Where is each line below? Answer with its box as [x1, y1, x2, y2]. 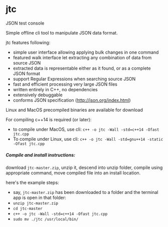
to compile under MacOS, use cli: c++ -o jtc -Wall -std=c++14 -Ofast [13, 126, 159, 132]
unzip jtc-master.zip [13, 200, 58, 206]
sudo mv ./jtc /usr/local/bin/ [13, 216, 79, 221]
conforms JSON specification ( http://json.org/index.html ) [13, 97, 131, 103]
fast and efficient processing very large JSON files [13, 81, 117, 87]
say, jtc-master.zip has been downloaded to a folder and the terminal [13, 189, 158, 195]
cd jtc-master [13, 206, 43, 211]
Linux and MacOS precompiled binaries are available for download [6, 107, 143, 113]
